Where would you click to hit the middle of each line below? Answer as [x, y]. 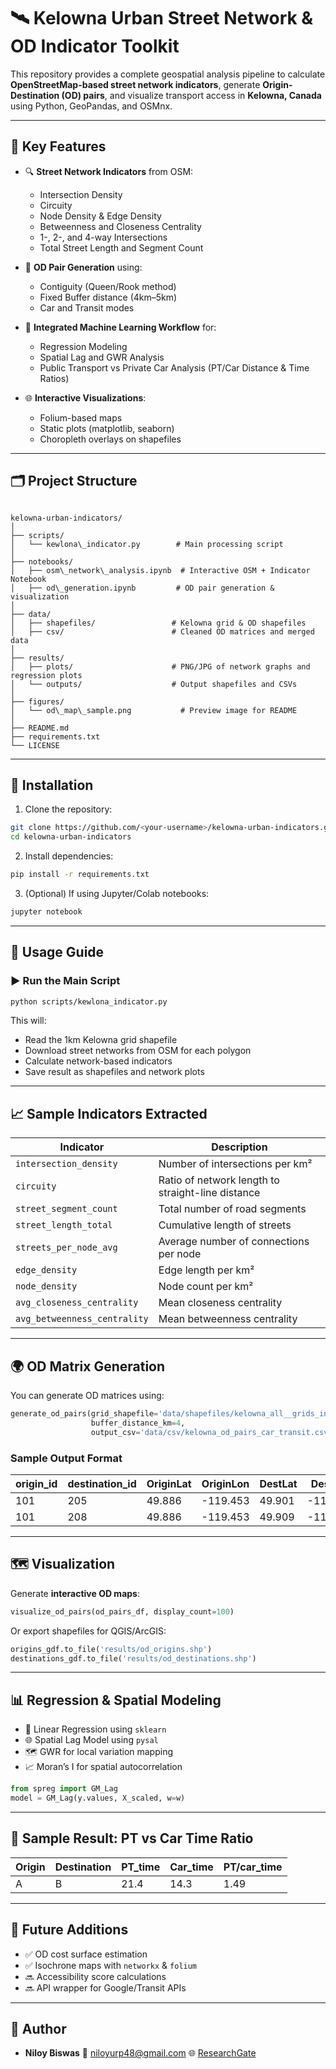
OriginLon [225, 1483]
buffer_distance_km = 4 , [138, 1423]
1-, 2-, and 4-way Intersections [103, 237]
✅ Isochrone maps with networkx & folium [111, 1965]
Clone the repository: [68, 809]
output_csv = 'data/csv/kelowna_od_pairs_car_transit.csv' [211, 1432]
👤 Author [38, 2029]
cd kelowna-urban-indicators [71, 837]
